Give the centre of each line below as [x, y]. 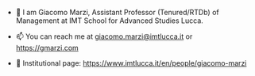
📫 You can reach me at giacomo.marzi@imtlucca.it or [104, 36]
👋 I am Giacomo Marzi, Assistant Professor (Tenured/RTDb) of [118, 12]
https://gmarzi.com [47, 48]
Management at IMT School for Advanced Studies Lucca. [110, 21]
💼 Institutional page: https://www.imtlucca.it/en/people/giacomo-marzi [131, 63]
